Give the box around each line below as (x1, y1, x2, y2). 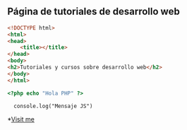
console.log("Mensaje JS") (13, 102, 93, 110)
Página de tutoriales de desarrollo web (7, 6, 180, 18)
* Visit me (7, 114, 35, 123)
